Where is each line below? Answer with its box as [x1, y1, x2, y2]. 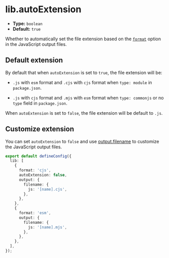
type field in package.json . [12, 100, 68, 106]
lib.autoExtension [5, 4, 81, 15]
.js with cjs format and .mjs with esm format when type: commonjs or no [12, 94, 164, 100]
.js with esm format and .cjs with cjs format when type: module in [12, 79, 152, 85]
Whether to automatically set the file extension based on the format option [5, 36, 161, 42]
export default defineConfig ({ [5, 153, 72, 159]
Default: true [12, 25, 41, 32]
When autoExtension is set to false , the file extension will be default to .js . [5, 110, 163, 116]
